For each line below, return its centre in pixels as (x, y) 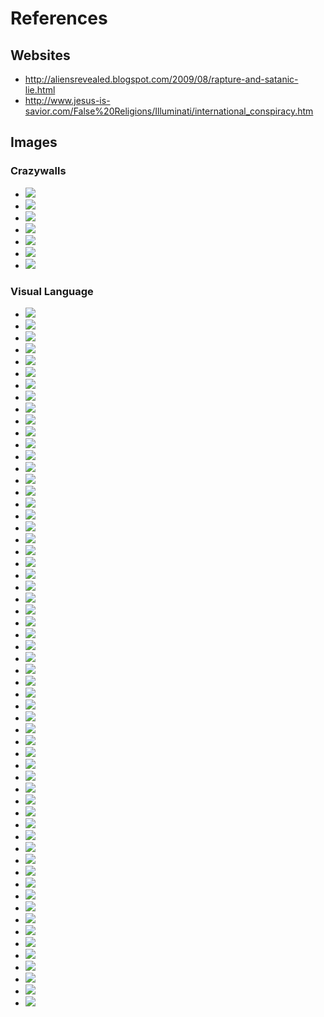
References (59, 18)
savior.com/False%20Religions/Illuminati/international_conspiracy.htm (169, 111)
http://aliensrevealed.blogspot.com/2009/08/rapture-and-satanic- (161, 79)
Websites (40, 55)
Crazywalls (38, 171)
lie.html (40, 90)
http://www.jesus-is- (67, 100)
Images (34, 142)
